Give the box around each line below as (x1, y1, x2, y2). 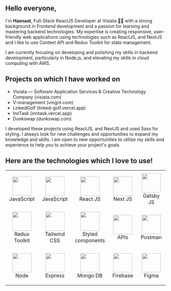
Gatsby (142, 192, 160, 200)
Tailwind (45, 230, 65, 237)
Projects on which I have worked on (5, 75, 121, 84)
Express (45, 272, 65, 279)
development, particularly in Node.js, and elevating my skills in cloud (5, 55, 149, 61)
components (74, 237, 105, 244)
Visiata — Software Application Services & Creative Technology (12, 88, 147, 94)
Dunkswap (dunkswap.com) (12, 115, 72, 122)
